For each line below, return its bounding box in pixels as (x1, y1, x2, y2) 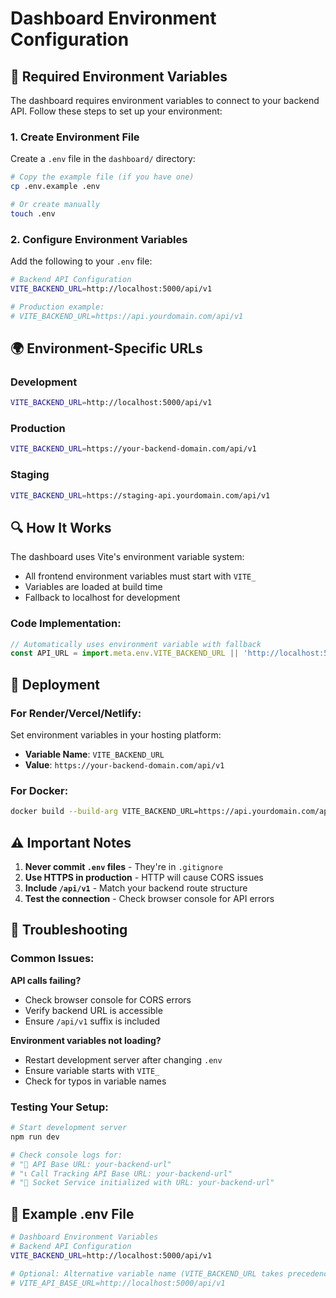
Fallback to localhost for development (24, 592, 181, 604)
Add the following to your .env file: (10, 255, 153, 267)
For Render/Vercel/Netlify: (10, 706, 142, 720)
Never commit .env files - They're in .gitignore (24, 861, 224, 873)
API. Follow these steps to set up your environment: (10, 105, 223, 117)
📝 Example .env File (10, 1205, 135, 1222)
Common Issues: (10, 952, 95, 966)
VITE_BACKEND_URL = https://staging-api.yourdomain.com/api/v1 (10, 490, 271, 501)
